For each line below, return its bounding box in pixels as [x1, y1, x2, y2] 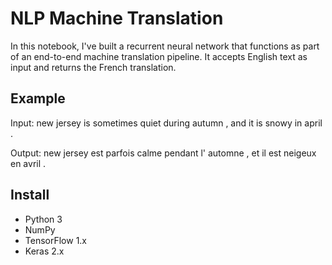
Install [10, 187, 50, 204]
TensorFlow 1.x [24, 234, 88, 246]
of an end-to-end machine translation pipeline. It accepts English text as [10, 50, 308, 62]
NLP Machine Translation [10, 7, 224, 30]
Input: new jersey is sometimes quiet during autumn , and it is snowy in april [10, 117, 323, 129]
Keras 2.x [24, 245, 65, 257]
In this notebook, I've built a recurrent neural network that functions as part [10, 40, 320, 52]
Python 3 [24, 213, 63, 225]
